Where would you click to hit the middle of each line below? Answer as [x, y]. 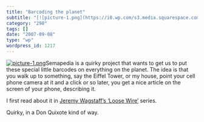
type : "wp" [20, 40]
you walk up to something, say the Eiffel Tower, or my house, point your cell [101, 76]
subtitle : [19, 18]
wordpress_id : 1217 [31, 46]
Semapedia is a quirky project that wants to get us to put [116, 63]
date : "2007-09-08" [31, 35]
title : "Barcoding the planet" [46, 12]
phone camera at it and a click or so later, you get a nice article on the [93, 82]
